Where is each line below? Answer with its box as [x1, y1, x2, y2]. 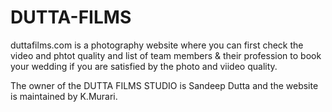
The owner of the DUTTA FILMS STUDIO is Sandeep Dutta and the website [10, 79, 319, 91]
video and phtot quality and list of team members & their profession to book [10, 49, 322, 61]
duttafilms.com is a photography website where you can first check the [10, 39, 304, 51]
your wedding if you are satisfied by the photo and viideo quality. [10, 60, 278, 72]
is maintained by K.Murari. [10, 90, 118, 102]
